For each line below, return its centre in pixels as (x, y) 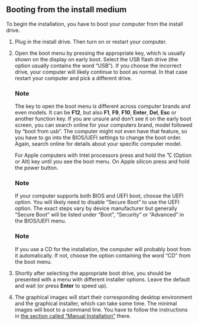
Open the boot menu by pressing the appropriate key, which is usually (100, 53)
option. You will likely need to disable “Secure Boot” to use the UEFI (97, 202)
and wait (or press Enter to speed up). (61, 285)
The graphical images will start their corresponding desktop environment (103, 297)
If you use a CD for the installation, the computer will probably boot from (103, 249)
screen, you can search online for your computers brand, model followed (103, 125)
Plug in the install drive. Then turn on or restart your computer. (91, 41)
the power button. (36, 168)
